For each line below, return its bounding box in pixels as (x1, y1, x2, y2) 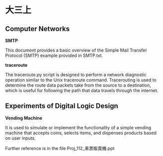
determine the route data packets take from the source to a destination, (5, 82, 152, 88)
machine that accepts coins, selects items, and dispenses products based (5, 130, 157, 136)
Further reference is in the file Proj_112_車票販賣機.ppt (5, 145, 115, 151)
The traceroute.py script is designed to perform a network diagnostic (5, 72, 147, 77)
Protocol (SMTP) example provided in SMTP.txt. (5, 52, 103, 58)
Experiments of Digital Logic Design (5, 102, 118, 110)
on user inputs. (5, 135, 36, 141)
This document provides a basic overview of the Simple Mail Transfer (5, 48, 148, 53)
